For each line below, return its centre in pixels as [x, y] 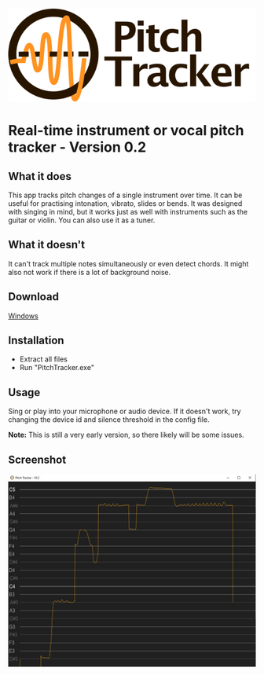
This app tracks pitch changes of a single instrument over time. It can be [125, 195]
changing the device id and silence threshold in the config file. [109, 420]
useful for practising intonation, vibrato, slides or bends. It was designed [125, 204]
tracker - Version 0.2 [77, 147]
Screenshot [37, 459]
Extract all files [44, 359]
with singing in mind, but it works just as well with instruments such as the [128, 212]
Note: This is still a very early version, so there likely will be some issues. [126, 435]
